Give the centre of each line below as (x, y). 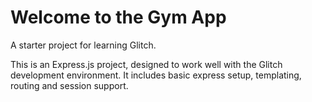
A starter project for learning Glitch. (83, 45)
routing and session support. (69, 85)
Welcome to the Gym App (118, 17)
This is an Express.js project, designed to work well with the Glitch (146, 64)
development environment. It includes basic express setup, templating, (156, 75)
